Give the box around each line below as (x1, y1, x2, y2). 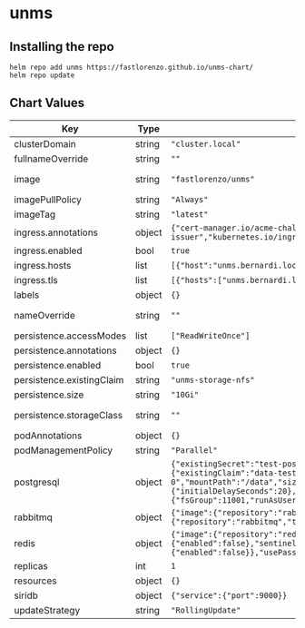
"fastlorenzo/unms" (171, 173, 255, 184)
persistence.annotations (14, 344, 117, 357)
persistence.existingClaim (14, 373, 124, 386)
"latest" (171, 209, 209, 220)
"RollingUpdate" (171, 604, 241, 615)
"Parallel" (171, 445, 218, 456)
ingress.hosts (14, 259, 72, 271)
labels (14, 289, 40, 301)
